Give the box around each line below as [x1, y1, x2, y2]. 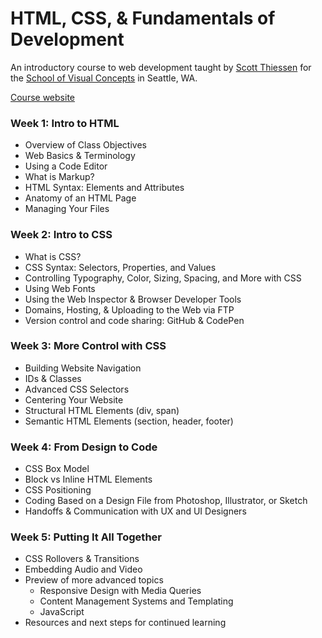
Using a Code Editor [24, 160, 108, 172]
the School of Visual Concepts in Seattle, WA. [10, 72, 198, 84]
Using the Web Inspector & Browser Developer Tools [24, 293, 242, 305]
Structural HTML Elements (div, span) [24, 404, 180, 416]
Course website [10, 91, 75, 103]
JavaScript [39, 606, 85, 618]
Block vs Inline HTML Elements [24, 473, 153, 486]
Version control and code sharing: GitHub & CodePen [24, 314, 245, 326]
